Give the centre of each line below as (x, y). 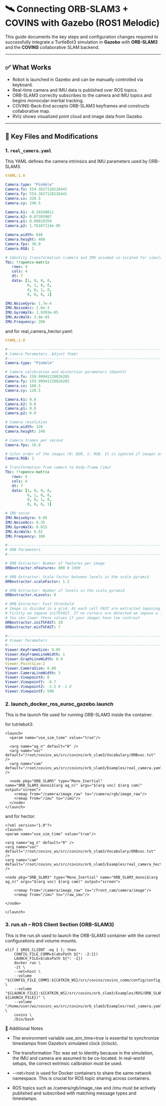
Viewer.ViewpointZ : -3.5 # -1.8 (38, 687)
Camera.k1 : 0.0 (21, 399)
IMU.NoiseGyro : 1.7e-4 (28, 303)
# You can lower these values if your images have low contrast (73, 618)
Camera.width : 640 (24, 235)
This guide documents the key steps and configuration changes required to (82, 37)
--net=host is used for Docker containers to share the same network (82, 1073)
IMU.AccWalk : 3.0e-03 (27, 317)
